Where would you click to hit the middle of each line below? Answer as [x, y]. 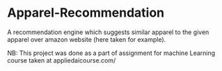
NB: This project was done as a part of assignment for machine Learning [111, 53]
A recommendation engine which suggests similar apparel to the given [108, 32]
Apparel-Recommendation [86, 13]
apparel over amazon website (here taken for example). [87, 39]
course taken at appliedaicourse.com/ [62, 60]
